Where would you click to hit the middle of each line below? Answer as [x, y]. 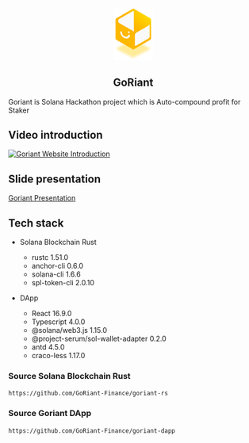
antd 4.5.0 [48, 347]
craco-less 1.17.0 [58, 356]
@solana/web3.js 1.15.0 [69, 330]
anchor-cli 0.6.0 [57, 266]
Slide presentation [55, 179]
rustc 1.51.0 [50, 258]
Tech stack [36, 223]
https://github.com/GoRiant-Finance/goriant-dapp [92, 431]
